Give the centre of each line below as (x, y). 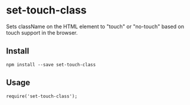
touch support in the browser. (42, 32)
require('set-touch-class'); (42, 96)
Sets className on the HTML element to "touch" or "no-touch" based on (95, 26)
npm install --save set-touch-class (51, 65)
